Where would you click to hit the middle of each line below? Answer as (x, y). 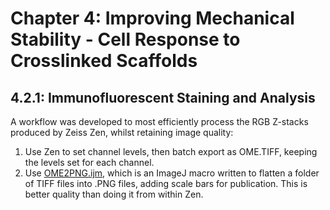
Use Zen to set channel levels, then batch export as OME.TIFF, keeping (171, 151)
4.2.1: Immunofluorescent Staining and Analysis (163, 97)
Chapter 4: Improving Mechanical (152, 18)
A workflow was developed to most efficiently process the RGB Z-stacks (159, 121)
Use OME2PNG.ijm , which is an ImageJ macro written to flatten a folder (172, 173)
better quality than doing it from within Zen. (114, 194)
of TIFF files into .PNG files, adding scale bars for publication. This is (166, 183)
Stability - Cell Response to (125, 39)
